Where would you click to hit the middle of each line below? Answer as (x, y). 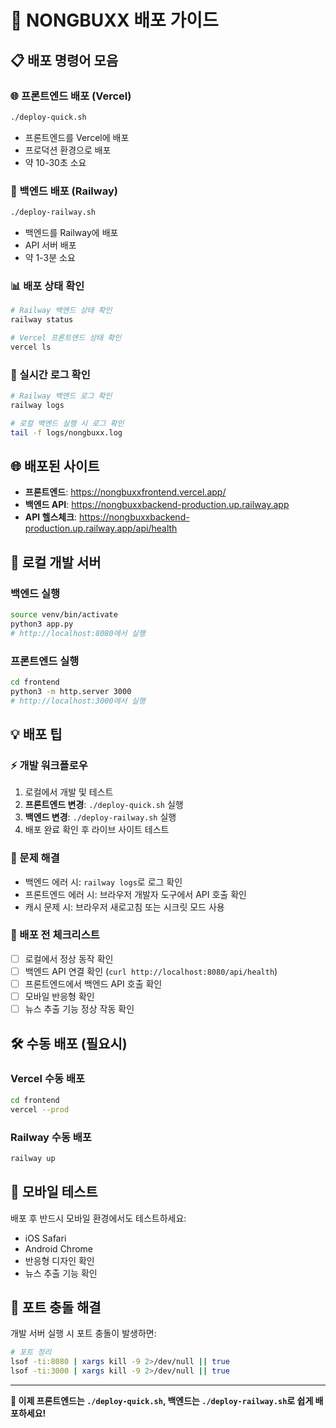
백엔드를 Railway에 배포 (71, 232)
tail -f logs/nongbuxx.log (66, 432)
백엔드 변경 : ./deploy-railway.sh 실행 (100, 817)
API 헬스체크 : (51, 517)
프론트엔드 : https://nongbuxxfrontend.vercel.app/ (125, 492)
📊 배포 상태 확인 (47, 286)
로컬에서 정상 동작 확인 (69, 958)
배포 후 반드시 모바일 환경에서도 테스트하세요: (98, 1218)
